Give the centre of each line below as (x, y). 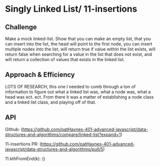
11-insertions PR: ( (23, 144)
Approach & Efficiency (40, 75)
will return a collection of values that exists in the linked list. (65, 59)
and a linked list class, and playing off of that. (51, 102)
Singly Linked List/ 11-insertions (71, 9)
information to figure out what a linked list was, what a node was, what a (78, 92)
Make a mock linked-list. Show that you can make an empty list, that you (78, 39)
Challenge (21, 27)
